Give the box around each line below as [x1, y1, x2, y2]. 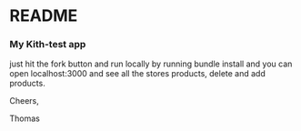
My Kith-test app [9, 38, 86, 51]
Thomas [9, 113, 41, 124]
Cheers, [9, 96, 39, 106]
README [9, 5, 78, 26]
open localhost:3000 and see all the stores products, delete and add [9, 68, 266, 79]
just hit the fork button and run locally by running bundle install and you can [9, 58, 293, 69]
